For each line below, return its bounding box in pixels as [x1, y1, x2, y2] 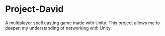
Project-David [5, 3, 64, 15]
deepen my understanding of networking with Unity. [5, 25, 112, 31]
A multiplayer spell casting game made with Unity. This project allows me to [5, 20, 160, 26]
